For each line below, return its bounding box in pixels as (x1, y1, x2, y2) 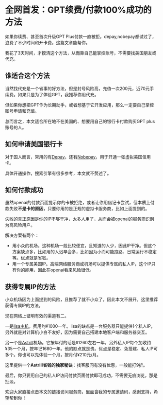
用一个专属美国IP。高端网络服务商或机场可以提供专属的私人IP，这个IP (12, 261, 151, 267)
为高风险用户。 (5, 222, 35, 228)
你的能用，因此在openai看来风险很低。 (16, 267, 94, 273)
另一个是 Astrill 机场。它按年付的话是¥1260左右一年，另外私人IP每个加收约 (5, 340, 151, 346)
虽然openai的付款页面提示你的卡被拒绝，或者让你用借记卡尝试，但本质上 (5, 200, 150, 206)
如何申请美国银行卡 (5, 140, 63, 148)
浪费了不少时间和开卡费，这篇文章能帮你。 (5, 39, 90, 45)
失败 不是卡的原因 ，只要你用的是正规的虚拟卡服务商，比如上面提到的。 (9, 206, 149, 211)
